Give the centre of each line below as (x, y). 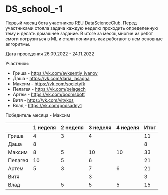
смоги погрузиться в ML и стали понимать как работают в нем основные (84, 39)
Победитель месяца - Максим (38, 115)
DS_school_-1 (34, 9)
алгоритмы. (18, 44)
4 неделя (128, 127)
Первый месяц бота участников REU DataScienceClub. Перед (71, 23)
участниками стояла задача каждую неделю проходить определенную (82, 28)
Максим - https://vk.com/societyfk (49, 84)
